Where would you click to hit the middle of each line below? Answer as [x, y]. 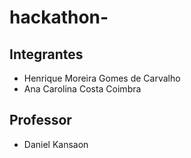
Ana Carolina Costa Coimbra [82, 89]
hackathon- [59, 17]
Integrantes [46, 54]
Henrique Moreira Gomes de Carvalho [102, 78]
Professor [40, 120]
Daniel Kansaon [56, 144]
